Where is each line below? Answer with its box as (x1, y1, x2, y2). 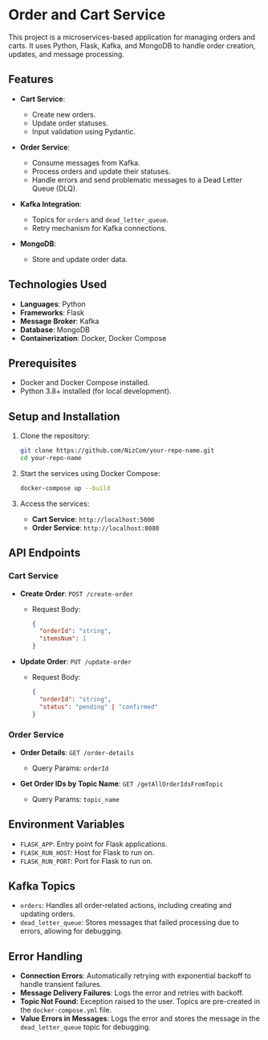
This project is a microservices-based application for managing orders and (8, 32, 255, 42)
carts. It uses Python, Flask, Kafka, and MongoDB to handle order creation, (8, 40, 256, 50)
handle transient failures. (19, 980, 103, 989)
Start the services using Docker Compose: (19, 468, 160, 478)
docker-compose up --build (19, 484, 111, 492)
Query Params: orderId (31, 763, 109, 773)
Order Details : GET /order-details (19, 747, 135, 757)
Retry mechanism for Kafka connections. (31, 223, 167, 232)
